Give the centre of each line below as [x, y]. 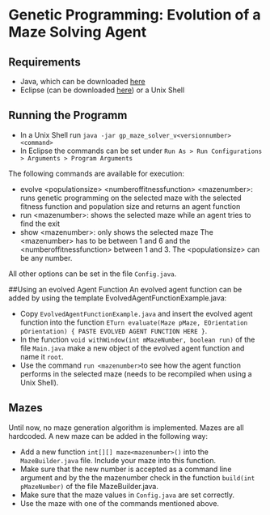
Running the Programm [68, 115]
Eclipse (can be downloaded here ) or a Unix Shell [102, 90]
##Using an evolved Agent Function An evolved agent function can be [125, 289]
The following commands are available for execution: [96, 173]
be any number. [46, 257]
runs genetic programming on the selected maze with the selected [131, 198]
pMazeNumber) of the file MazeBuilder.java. [89, 486]
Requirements [44, 62]
